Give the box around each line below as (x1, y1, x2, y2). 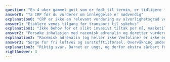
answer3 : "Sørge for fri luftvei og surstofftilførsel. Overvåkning (5, 40, 153, 45)
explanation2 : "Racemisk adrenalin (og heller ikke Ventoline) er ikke (5, 35, 159, 40)
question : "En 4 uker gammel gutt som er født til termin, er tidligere (5, 7, 162, 12)
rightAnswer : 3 (5, 49, 37, 54)
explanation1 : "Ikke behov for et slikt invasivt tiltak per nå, (5, 26, 146, 31)
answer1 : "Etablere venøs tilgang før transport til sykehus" (5, 21, 139, 26)
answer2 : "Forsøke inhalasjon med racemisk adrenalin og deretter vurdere (5, 30, 166, 35)
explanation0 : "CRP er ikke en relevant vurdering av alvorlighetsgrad (5, 16, 159, 21)
